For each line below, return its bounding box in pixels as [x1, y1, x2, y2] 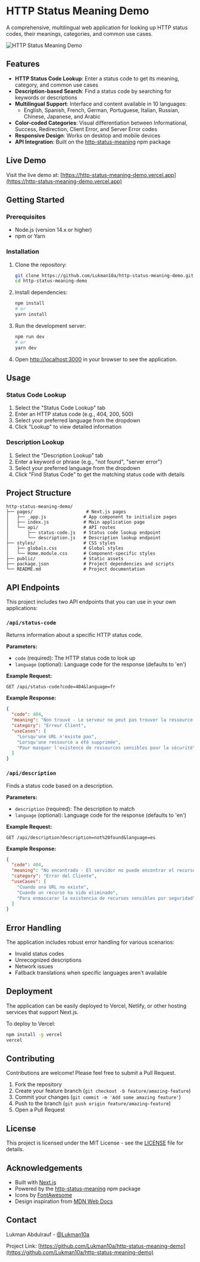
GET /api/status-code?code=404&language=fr [6, 684, 116, 690]
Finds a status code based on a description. [6, 782, 114, 789]
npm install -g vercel [6, 1031, 62, 1037]
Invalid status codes [14, 950, 64, 958]
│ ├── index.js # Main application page [6, 520, 145, 526]
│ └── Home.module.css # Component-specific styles [6, 551, 156, 557]
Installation [6, 247, 40, 256]
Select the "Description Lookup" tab [14, 452, 104, 459]
